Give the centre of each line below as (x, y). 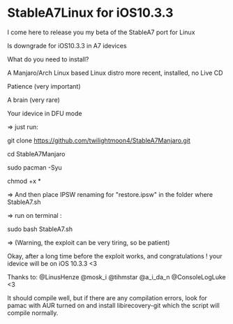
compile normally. (33, 313)
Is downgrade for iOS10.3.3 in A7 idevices (67, 45)
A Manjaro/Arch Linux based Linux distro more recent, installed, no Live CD (115, 73)
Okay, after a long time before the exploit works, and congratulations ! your (115, 256)
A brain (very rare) (34, 100)
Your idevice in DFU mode (45, 113)
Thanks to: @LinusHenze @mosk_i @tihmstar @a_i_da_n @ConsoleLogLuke (116, 277)
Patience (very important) (44, 86)
